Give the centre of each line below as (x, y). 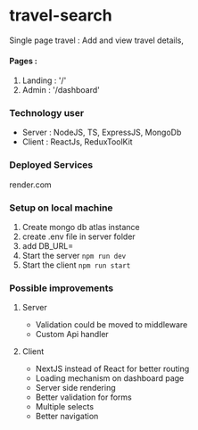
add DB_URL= (48, 246)
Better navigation (67, 417)
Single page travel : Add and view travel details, (97, 40)
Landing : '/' (44, 80)
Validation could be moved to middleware (111, 325)
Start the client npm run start (76, 265)
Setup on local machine (61, 208)
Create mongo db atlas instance (81, 227)
